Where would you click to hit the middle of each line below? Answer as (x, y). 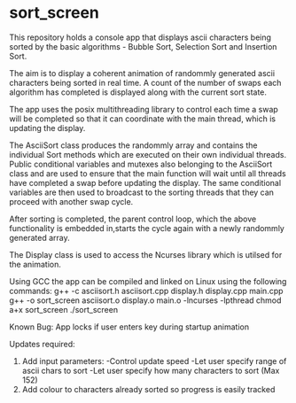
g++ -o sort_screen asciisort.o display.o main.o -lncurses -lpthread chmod (145, 300)
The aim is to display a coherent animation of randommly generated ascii (142, 73)
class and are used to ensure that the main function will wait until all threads (148, 173)
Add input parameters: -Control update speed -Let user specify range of (154, 360)
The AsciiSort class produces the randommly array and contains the (133, 145)
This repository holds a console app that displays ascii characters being (140, 37)
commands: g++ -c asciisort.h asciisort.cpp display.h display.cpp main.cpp (146, 291)
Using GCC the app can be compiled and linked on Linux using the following (148, 281)
